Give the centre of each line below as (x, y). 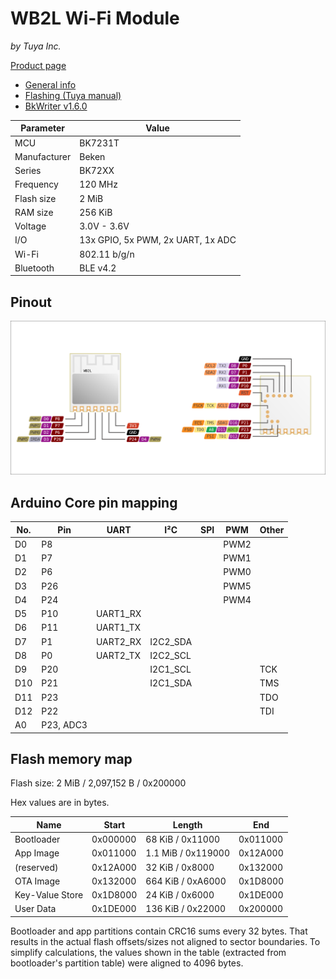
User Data (35, 909)
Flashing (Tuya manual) (73, 95)
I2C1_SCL (170, 669)
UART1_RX (118, 614)
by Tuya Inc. (36, 46)
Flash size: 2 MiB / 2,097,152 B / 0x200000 (98, 783)
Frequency (36, 184)
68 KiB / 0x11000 (183, 839)
